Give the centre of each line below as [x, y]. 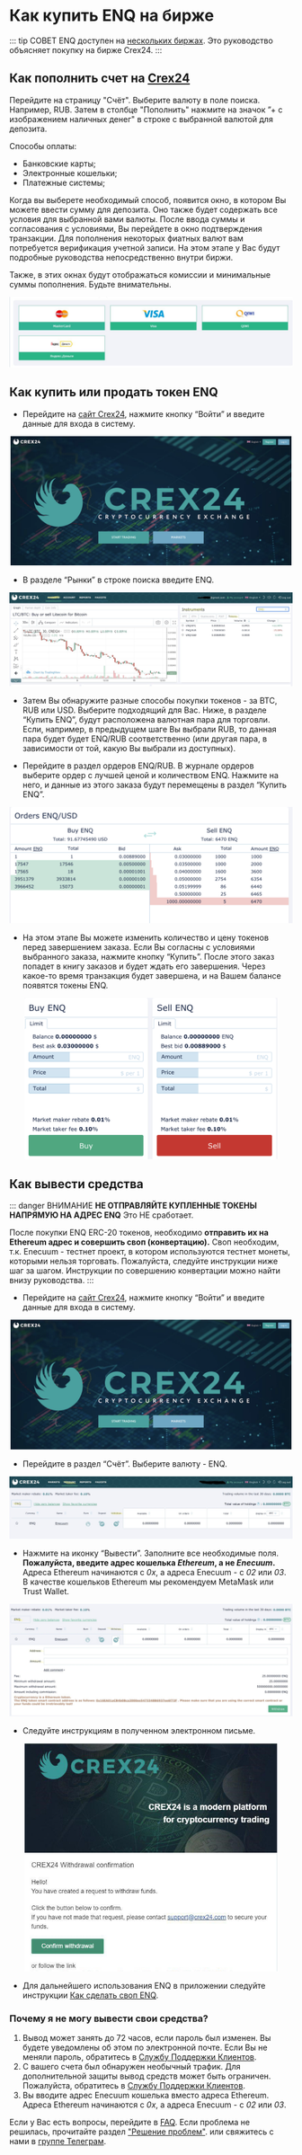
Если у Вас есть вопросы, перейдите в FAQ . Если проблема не [130, 2123]
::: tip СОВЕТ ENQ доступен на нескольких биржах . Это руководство [142, 40]
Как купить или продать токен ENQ [114, 392]
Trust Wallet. [45, 1591]
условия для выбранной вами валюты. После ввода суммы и [127, 219]
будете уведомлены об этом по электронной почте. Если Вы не [145, 2048]
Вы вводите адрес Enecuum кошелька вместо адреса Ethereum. [146, 2096]
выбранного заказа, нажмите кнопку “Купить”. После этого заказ [148, 956]
